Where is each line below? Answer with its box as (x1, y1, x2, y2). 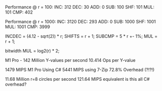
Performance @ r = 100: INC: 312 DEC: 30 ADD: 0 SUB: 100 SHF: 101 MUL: (5, 4, 155, 10)
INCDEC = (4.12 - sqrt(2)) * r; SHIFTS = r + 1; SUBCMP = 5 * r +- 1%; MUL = (5, 34, 158, 39)
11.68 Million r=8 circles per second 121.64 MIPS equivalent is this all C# (5, 76, 150, 82)
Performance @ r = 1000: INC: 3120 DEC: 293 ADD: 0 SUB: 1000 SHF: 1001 (5, 19, 156, 24)
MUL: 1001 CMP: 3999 (5, 24, 50, 30)
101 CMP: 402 (5, 9, 33, 15)
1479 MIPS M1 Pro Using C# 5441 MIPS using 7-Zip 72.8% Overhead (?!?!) (5, 67, 155, 73)
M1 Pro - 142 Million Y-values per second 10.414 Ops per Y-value (5, 57, 136, 63)
